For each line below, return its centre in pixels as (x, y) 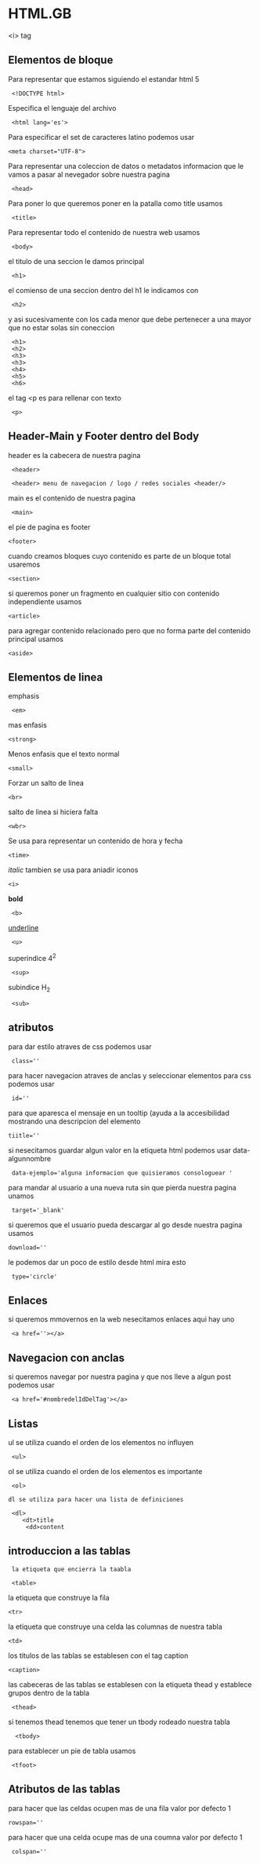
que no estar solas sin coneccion (61, 328)
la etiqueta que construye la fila (59, 1597)
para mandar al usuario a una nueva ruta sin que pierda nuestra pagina (122, 1187)
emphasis (24, 696)
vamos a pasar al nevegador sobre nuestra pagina (89, 174)
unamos (21, 1196)
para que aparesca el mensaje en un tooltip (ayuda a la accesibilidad (119, 1113)
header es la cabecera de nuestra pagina (74, 455)
